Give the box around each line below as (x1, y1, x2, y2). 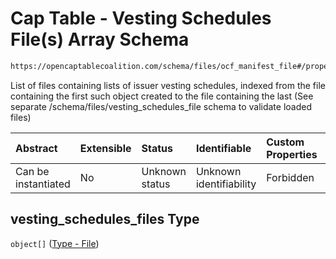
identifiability (195, 177, 257, 191)
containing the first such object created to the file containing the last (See (10, 90, 314, 102)
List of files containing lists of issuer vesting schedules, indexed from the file (10, 79, 326, 91)
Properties (266, 147, 318, 161)
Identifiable (195, 141, 252, 155)
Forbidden (266, 170, 315, 184)
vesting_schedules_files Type (10, 211, 200, 228)
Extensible (79, 141, 132, 155)
